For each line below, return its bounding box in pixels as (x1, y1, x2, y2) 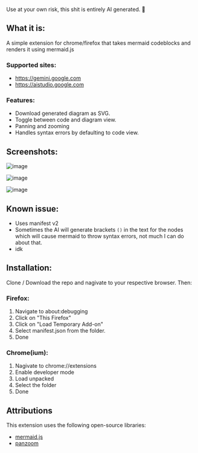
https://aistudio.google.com (14, 81, 85, 88)
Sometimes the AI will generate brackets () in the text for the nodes (14, 226, 184, 233)
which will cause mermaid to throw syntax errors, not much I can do (14, 233, 184, 240)
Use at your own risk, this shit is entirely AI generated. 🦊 (6, 6, 146, 13)
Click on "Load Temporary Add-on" (14, 321, 104, 328)
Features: (6, 96, 35, 105)
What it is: (6, 23, 45, 33)
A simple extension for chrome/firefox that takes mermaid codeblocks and (6, 39, 191, 47)
